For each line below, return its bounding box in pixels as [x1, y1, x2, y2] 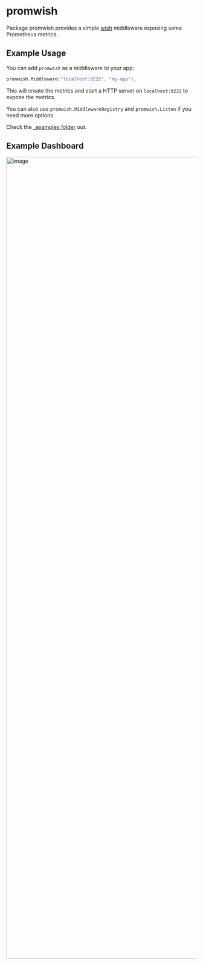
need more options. [6, 111, 55, 119]
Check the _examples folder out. [6, 123, 87, 131]
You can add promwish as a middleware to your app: [6, 64, 135, 71]
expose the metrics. [6, 93, 56, 100]
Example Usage [6, 48, 66, 59]
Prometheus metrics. [6, 30, 59, 38]
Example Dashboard [6, 141, 84, 151]
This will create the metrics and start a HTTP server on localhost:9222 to [6, 87, 188, 94]
